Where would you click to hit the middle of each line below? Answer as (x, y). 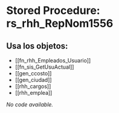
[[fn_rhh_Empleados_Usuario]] (53, 60)
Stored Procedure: (53, 11)
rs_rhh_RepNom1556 (60, 23)
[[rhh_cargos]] (33, 86)
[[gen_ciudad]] (34, 80)
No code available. (30, 104)
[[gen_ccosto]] (33, 73)
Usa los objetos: (37, 46)
